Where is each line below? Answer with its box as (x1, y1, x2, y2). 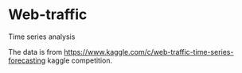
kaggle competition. (47, 56, 113, 65)
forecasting (8, 56, 46, 65)
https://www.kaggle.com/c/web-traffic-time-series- (63, 47, 234, 56)
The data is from (8, 47, 62, 56)
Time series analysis (8, 32, 76, 41)
